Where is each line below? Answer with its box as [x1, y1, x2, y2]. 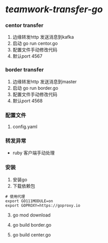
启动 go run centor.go [12, 40, 58, 46]
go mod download [12, 212, 51, 218]
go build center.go [12, 231, 51, 238]
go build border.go [12, 222, 52, 228]
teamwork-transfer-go [5, 4, 103, 15]
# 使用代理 [5, 194, 25, 199]
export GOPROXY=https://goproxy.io [5, 203, 81, 208]
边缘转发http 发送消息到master [12, 78, 77, 85]
